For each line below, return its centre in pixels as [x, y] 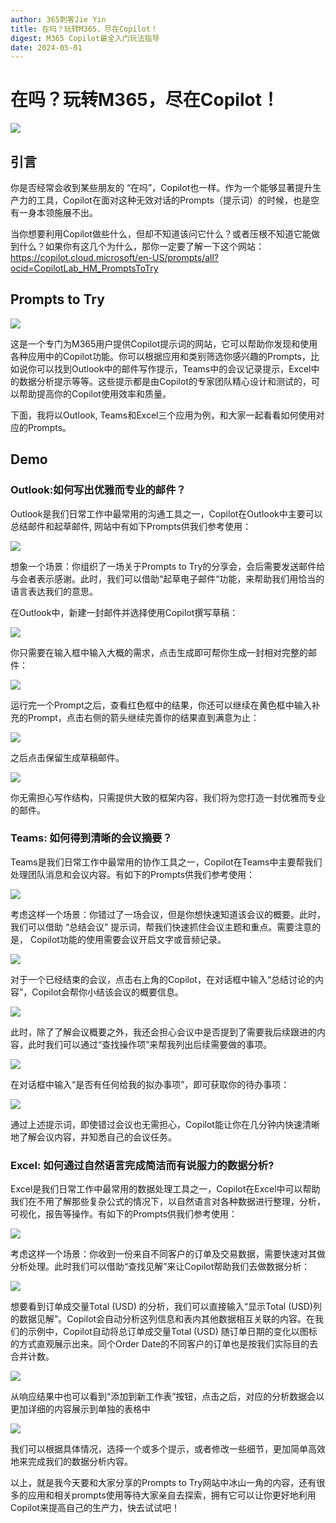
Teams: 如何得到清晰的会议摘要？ [91, 838]
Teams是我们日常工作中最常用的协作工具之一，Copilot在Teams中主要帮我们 [166, 862]
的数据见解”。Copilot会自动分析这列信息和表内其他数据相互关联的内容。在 [163, 1319]
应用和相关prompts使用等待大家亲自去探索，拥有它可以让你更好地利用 [172, 1495]
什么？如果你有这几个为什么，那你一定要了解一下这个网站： [141, 246]
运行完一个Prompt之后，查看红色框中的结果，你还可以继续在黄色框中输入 [161, 705]
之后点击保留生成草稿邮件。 [67, 757]
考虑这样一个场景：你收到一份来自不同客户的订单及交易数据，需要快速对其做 [168, 1254]
